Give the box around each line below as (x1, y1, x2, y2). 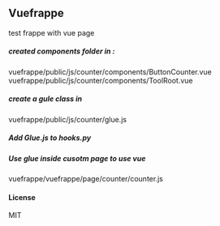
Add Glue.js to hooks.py (8, 133, 92, 143)
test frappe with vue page (8, 28, 95, 37)
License (8, 192, 37, 202)
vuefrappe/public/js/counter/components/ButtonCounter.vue (8, 66, 213, 76)
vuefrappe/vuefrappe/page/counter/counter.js (8, 174, 164, 184)
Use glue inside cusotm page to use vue (8, 153, 146, 163)
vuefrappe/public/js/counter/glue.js (8, 114, 127, 124)
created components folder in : (8, 46, 115, 56)
